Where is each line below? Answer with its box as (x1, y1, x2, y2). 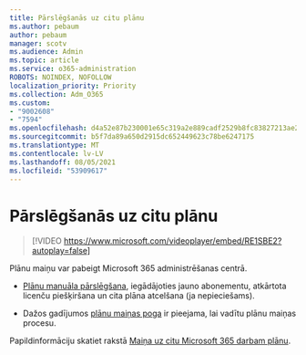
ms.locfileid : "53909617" (9, 166, 107, 175)
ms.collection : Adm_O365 (9, 89, 104, 99)
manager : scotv (9, 38, 67, 48)
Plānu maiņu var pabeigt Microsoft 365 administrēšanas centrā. (9, 263, 248, 274)
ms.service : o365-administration (9, 65, 137, 74)
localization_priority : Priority (9, 81, 137, 90)
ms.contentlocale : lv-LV (9, 149, 104, 158)
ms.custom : (9, 98, 51, 108)
